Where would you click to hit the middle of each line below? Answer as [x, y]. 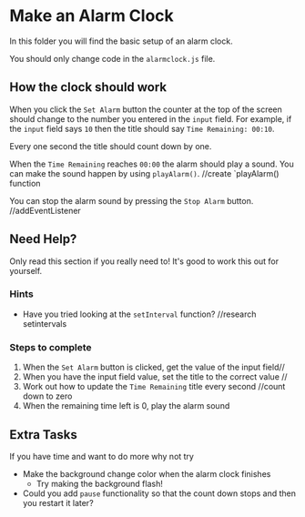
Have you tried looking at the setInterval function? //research [139, 314]
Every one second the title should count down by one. [111, 146]
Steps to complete [51, 347]
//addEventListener [46, 210]
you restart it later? [58, 502]
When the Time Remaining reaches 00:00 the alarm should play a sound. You [152, 164]
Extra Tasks [43, 435]
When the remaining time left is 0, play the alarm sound [126, 406]
